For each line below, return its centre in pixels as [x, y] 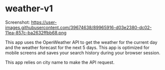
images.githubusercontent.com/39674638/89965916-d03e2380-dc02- [79, 27]
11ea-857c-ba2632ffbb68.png [36, 33]
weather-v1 [29, 9]
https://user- [44, 22]
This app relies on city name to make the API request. [60, 62]
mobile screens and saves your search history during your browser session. [83, 53]
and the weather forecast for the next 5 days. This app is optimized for [77, 47]
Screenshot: [18, 22]
